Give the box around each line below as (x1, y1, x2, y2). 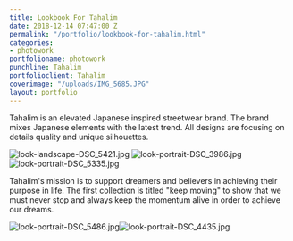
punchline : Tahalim (9, 63, 82, 72)
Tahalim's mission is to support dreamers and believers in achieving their (9, 175, 278, 186)
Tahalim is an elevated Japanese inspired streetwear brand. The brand (9, 112, 270, 123)
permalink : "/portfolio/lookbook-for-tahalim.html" (9, 29, 205, 38)
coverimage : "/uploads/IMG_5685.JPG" (9, 79, 150, 88)
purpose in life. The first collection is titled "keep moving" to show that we (9, 185, 281, 195)
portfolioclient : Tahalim (9, 71, 105, 80)
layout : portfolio (9, 87, 78, 96)
